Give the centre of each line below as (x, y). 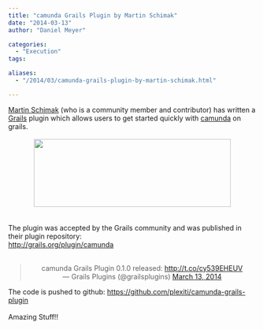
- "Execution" (38, 52)
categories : (28, 44)
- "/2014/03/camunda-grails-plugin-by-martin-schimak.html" (116, 80)
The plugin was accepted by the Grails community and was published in (125, 227)
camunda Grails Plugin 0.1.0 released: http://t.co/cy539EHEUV (142, 268)
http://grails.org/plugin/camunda (61, 244)
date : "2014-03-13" (40, 23)
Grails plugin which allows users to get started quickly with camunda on (125, 118)
